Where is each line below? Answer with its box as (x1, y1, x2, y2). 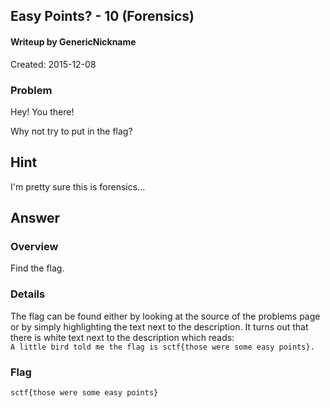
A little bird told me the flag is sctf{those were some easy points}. (10, 342, 315, 352)
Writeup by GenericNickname (10, 35, 137, 48)
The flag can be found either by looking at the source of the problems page (10, 310, 321, 322)
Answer (10, 210, 61, 227)
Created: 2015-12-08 (10, 58, 97, 70)
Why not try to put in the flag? (10, 125, 133, 137)
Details (10, 287, 46, 301)
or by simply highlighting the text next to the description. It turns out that (10, 320, 309, 333)
